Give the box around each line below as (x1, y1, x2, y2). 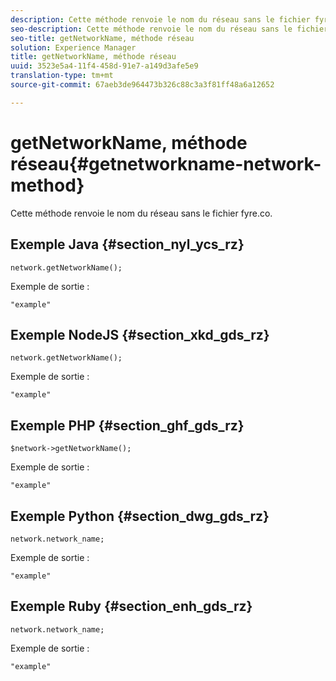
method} (10, 174, 85, 196)
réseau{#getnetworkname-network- (10, 152, 322, 175)
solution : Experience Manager (10, 42, 137, 53)
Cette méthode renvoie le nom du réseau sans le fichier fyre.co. (10, 207, 273, 219)
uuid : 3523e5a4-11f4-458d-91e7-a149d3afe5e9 (10, 61, 199, 71)
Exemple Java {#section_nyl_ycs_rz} (10, 236, 245, 253)
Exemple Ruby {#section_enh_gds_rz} (10, 598, 253, 615)
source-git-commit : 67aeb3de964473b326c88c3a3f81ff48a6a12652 (10, 80, 275, 90)
